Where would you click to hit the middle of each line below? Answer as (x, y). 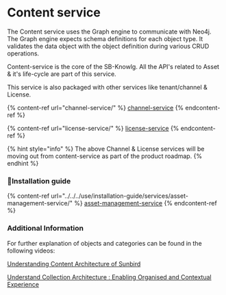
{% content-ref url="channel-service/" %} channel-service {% (96, 107)
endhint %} (23, 163)
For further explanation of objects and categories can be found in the (104, 243)
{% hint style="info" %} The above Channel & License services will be (106, 149)
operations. (23, 53)
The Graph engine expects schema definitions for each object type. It (105, 38)
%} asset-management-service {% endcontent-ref (146, 203)
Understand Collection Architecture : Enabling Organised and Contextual (109, 277)
